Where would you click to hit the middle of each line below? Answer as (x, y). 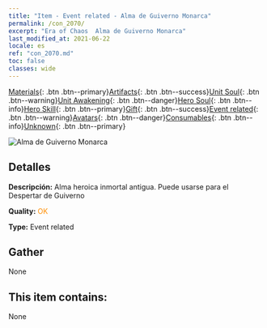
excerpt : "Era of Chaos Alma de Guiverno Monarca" (97, 31)
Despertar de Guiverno (47, 195)
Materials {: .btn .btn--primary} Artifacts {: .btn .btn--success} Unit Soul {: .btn (134, 92)
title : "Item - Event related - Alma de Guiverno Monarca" (110, 16)
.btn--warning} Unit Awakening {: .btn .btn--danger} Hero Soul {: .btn (120, 100)
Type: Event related (41, 227)
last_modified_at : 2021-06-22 (59, 38)
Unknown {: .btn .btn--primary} (75, 126)
